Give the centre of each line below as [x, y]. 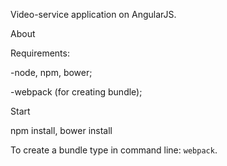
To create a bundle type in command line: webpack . [114, 150]
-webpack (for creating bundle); [76, 92]
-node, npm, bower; [51, 72]
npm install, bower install [61, 130]
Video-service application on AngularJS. [93, 14]
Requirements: [40, 53]
